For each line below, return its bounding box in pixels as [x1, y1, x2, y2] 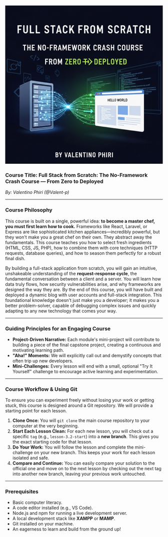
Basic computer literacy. [12, 499, 62, 505]
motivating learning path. [12, 347, 64, 353]
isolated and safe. [12, 455, 49, 461]
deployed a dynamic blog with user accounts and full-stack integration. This [5, 292, 162, 298]
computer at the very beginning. [12, 423, 79, 429]
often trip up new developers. [12, 358, 73, 364]
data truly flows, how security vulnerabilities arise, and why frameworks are [5, 281, 161, 287]
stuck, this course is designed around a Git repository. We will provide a [5, 402, 153, 408]
